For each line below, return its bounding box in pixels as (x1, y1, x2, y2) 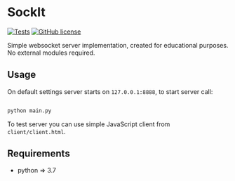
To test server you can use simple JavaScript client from (7, 120, 170, 128)
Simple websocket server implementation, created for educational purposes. (7, 41, 229, 49)
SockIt (7, 4, 46, 20)
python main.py (7, 107, 52, 114)
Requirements (7, 148, 70, 160)
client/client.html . (7, 127, 66, 135)
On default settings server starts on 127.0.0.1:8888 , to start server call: (7, 87, 213, 95)
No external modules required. (7, 48, 95, 57)
